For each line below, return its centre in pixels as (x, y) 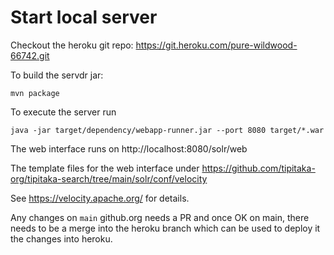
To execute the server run (63, 112)
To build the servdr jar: (57, 75)
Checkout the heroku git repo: (72, 45)
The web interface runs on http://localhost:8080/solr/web (129, 148)
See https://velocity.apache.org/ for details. (100, 198)
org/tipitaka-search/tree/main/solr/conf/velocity (109, 178)
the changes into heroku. (61, 238)
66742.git (30, 55)
